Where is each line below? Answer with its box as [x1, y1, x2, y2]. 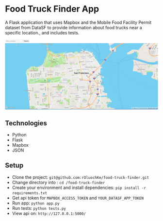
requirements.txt [12, 190, 48, 195]
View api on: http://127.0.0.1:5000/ [12, 210, 86, 216]
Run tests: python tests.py [12, 205, 66, 211]
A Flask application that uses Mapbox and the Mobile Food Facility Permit [5, 19, 152, 25]
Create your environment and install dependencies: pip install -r [12, 185, 147, 190]
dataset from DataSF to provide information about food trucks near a [5, 24, 142, 30]
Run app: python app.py [12, 200, 60, 206]
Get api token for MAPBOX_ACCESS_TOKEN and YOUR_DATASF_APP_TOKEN [12, 195, 144, 201]
